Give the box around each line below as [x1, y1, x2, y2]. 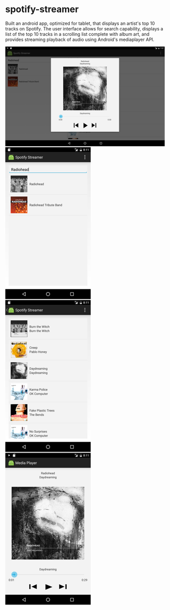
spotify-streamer [5, 4, 79, 15]
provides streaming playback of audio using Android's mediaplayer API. [5, 36, 154, 43]
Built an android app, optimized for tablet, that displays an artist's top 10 [5, 20, 155, 26]
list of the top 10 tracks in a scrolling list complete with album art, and [5, 31, 150, 37]
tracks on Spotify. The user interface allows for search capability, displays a [5, 25, 163, 31]
